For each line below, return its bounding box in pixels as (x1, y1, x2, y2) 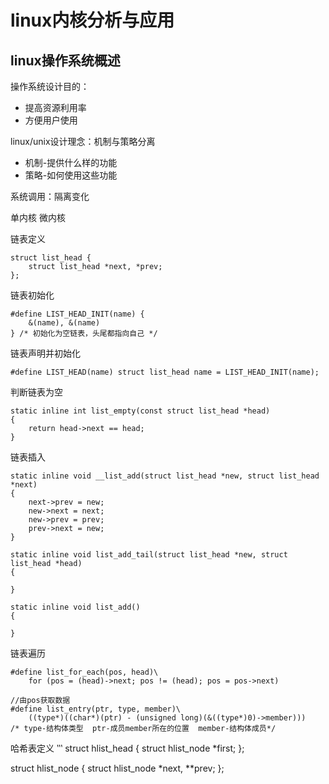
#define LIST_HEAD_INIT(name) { (10, 309, 145, 319)
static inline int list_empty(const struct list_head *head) (10, 406, 271, 416)
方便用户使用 (24, 114, 78, 126)
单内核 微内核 (10, 212, 66, 223)
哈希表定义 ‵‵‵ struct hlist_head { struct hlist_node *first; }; (10, 742, 245, 754)
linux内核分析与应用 (10, 9, 175, 32)
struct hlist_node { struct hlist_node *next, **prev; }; (10, 762, 225, 774)
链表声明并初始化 (10, 347, 81, 359)
